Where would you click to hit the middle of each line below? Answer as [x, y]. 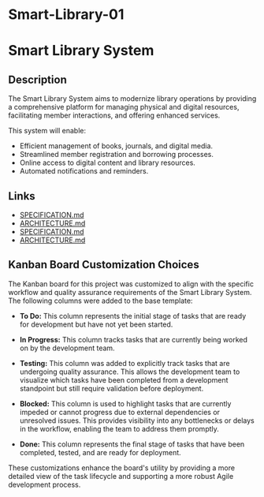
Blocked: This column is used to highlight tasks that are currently [125, 403]
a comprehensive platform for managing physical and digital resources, [124, 107]
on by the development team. [67, 348]
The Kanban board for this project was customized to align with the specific [131, 284]
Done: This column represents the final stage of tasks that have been [132, 444]
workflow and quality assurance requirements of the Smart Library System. [130, 292]
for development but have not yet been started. [96, 324]
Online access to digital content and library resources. [107, 163]
